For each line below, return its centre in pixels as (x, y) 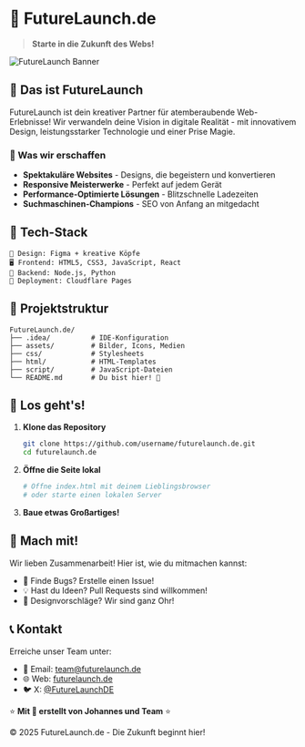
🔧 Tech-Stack (49, 233)
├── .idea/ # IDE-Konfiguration (89, 338)
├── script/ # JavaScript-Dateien (91, 369)
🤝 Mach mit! (44, 541)
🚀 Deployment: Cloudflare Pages (71, 281)
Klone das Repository (64, 427)
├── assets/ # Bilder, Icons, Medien (97, 345)
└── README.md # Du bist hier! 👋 (85, 377)
